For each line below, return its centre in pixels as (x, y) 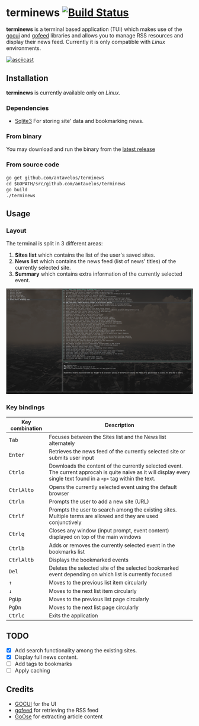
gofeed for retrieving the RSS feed (57, 710)
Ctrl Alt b (21, 560)
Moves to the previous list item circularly (98, 583)
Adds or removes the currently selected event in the (112, 545)
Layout (16, 231)
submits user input (71, 458)
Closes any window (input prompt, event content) (109, 531)
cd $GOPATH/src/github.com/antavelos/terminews (66, 184)
